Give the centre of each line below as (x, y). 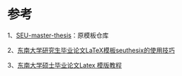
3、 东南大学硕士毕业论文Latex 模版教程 (65, 65)
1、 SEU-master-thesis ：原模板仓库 (58, 35)
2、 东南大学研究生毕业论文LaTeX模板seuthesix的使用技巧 (91, 50)
